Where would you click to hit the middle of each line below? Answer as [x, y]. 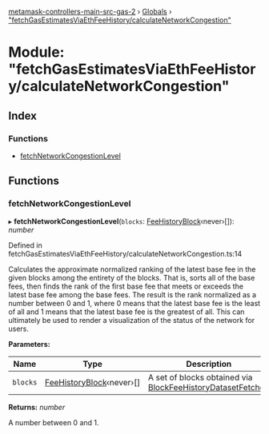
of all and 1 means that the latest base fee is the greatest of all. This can [126, 312]
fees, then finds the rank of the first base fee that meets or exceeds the [126, 286]
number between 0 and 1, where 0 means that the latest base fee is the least [134, 303]
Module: [36, 52]
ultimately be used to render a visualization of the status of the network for [131, 320]
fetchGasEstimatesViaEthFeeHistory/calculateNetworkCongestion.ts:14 [125, 253]
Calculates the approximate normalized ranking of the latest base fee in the [132, 269]
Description [209, 364]
